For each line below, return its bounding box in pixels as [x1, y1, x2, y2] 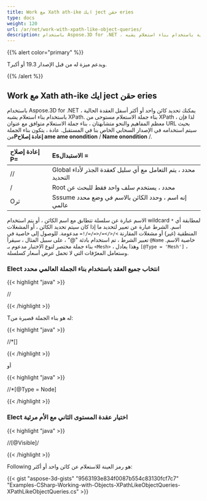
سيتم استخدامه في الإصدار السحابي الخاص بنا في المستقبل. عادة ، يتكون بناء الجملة [7, 126, 197, 133]
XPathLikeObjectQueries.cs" [7, 487, 79, 495]
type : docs [7, 15, 35, 21]
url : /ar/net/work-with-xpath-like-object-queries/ [7, 26, 142, 33]
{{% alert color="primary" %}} [7, 49, 84, 56]
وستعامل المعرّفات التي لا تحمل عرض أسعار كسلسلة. [7, 249, 129, 256]
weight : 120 [7, 20, 37, 26]
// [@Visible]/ [7, 439, 39, 446]
